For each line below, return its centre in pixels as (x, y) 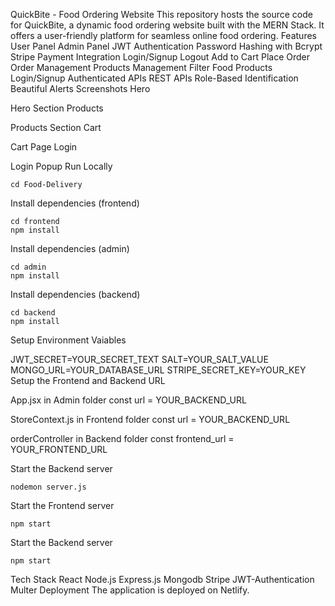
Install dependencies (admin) (70, 248)
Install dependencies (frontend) (75, 203)
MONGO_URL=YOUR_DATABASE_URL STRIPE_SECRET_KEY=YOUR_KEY (158, 370)
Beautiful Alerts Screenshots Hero (80, 88)
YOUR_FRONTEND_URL (59, 449)
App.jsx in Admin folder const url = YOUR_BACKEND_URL (128, 400)
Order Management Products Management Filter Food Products (141, 67)
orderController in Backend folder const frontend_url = (122, 438)
